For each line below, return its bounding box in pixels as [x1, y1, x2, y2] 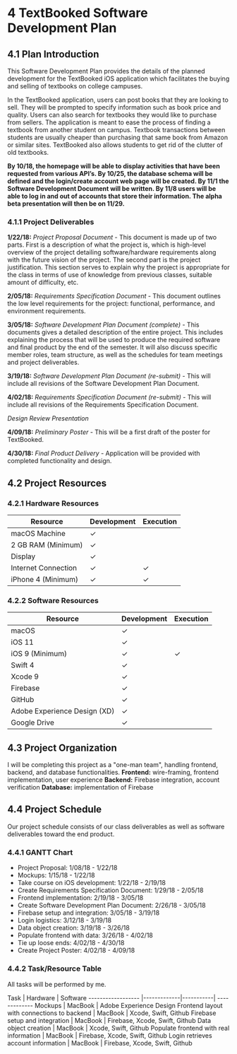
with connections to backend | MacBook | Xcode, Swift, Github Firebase [7, 1009, 217, 1017]
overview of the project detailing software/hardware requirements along [7, 248, 217, 257]
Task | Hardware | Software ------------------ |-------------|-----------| [7, 993, 217, 1002]
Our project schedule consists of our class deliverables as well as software [7, 822, 225, 831]
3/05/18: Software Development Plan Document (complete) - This [7, 320, 200, 329]
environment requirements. [7, 307, 86, 315]
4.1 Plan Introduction [7, 48, 99, 60]
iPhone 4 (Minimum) [11, 574, 79, 584]
